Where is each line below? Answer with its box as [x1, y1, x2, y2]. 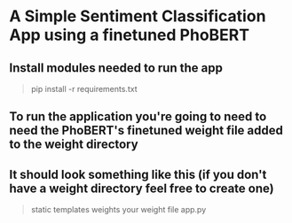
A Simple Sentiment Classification [9, 6, 266, 27]
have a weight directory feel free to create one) [9, 181, 274, 196]
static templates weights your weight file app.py [30, 204, 207, 215]
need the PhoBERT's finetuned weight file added [9, 123, 284, 138]
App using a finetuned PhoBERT [9, 25, 250, 45]
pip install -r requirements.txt [30, 84, 138, 94]
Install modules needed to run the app [9, 60, 224, 75]
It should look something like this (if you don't [9, 166, 267, 182]
